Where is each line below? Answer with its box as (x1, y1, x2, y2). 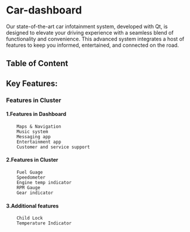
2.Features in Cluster (6, 156, 58, 163)
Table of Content (6, 59, 68, 69)
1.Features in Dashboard (6, 111, 67, 118)
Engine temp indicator (16, 180, 72, 186)
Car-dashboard (6, 4, 82, 17)
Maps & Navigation (16, 124, 61, 129)
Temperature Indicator (16, 220, 72, 226)
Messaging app (16, 134, 51, 139)
